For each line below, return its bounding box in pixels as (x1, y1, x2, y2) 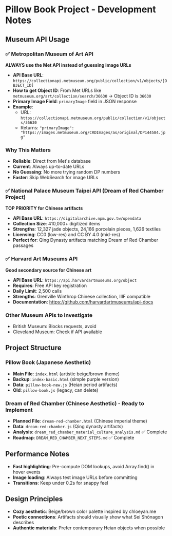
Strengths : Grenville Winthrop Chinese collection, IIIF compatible (12, 293, 150, 299)
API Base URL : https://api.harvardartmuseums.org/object (12, 277, 137, 283)
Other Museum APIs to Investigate (5, 312, 93, 319)
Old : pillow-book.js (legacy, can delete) (12, 387, 99, 393)
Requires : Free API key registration (12, 282, 87, 289)
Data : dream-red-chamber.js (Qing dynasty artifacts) (12, 424, 123, 430)
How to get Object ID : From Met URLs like (12, 87, 102, 93)
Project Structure (5, 343, 62, 352)
